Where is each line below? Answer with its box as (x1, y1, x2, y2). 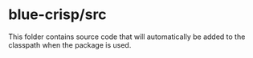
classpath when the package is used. (8, 40, 132, 49)
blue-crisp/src (8, 6, 107, 24)
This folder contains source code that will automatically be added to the (8, 32, 246, 41)
